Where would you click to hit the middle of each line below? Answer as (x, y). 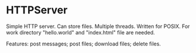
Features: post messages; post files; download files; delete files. (83, 44)
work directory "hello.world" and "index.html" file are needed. (80, 32)
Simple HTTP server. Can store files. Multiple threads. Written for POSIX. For (98, 26)
